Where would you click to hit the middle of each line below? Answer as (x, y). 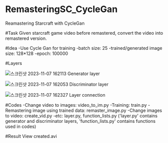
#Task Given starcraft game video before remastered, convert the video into (84, 33)
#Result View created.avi (31, 136)
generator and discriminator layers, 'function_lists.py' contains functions (80, 121)
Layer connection (87, 95)
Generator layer (83, 74)
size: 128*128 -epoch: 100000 (37, 53)
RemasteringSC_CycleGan (61, 9)
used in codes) (21, 126)
